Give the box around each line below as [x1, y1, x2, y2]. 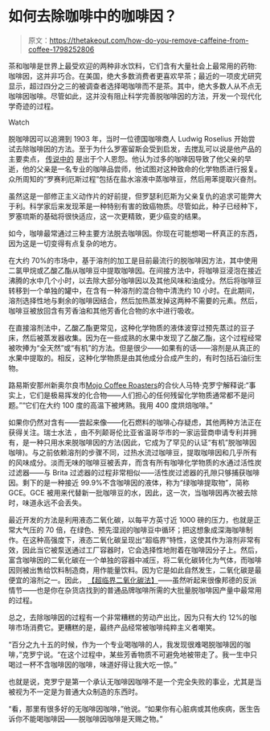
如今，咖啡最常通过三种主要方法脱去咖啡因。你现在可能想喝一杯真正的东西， [8, 228, 262, 238]
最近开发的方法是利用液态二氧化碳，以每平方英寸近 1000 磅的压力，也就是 [8, 515, 255, 524]
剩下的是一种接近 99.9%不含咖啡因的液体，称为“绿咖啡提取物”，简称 [22, 478, 250, 487]
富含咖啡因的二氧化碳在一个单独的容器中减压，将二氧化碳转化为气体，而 [8, 555, 247, 565]
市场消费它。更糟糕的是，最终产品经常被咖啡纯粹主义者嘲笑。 [14, 622, 219, 632]
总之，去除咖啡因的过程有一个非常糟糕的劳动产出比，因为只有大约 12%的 [8, 612, 250, 622]
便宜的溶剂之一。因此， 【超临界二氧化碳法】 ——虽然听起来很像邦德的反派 [8, 575, 257, 585]
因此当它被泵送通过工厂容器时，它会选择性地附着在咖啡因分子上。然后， [22, 544, 262, 555]
